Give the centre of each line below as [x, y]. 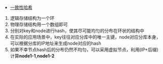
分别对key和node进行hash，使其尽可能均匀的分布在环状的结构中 [77, 31]
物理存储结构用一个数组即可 [39, 24]
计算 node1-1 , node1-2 [32, 56]
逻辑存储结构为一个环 [32, 18]
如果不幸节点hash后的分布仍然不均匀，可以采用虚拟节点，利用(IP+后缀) [84, 50]
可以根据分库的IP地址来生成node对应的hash [56, 43]
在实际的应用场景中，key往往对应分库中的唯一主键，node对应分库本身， [85, 37]
